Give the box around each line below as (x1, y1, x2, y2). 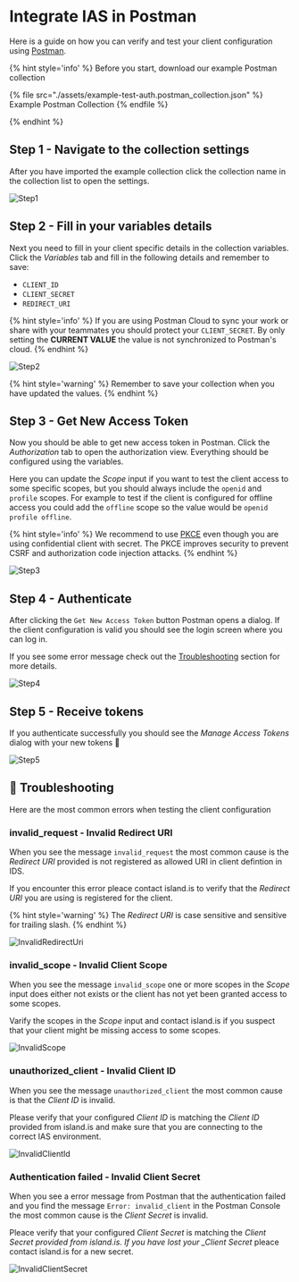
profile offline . (9, 511, 72, 522)
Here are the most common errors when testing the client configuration (9, 804, 271, 814)
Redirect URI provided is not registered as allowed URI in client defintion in (9, 856, 283, 867)
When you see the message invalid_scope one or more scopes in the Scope (9, 979, 290, 990)
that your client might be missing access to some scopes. (9, 1025, 221, 1036)
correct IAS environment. (9, 1131, 102, 1142)
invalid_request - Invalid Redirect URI (9, 826, 173, 839)
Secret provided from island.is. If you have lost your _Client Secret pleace (9, 1236, 279, 1247)
